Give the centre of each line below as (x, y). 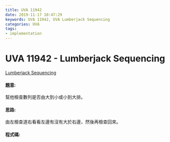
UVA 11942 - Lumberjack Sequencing (85, 59)
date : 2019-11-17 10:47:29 (34, 15)
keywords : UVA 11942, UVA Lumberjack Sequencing (58, 19)
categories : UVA (22, 24)
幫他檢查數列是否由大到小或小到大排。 (45, 97)
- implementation (24, 33)
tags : (11, 29)
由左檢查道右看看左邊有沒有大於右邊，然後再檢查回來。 (63, 122)
